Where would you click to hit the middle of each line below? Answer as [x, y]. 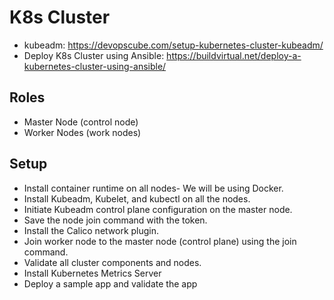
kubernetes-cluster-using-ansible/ [95, 66]
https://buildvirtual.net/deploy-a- [234, 55]
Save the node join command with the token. [115, 220]
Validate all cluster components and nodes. [112, 262]
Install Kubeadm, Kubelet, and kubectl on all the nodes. [137, 198]
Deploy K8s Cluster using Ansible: [94, 55]
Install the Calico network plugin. [91, 230]
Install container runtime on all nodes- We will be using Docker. [153, 188]
